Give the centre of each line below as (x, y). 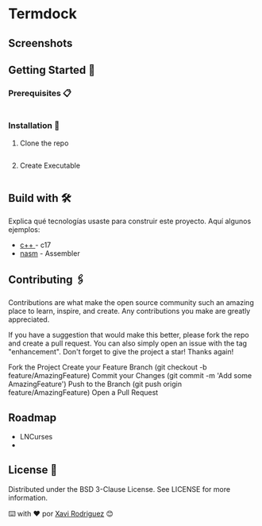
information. (28, 497)
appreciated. (29, 319)
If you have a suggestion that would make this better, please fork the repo (129, 335)
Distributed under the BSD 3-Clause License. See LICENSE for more (119, 489)
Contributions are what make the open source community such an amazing (131, 303)
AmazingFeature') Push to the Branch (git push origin (95, 384)
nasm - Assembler (50, 253)
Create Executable (50, 165)
